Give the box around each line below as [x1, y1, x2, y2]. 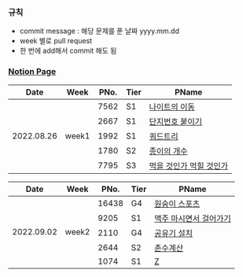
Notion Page [8, 66, 57, 77]
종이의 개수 [149, 146, 188, 157]
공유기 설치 [154, 227, 193, 238]
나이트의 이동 [149, 101, 195, 112]
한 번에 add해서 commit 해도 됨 [19, 46, 117, 56]
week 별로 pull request [19, 36, 93, 46]
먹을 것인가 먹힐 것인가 [149, 160, 228, 171]
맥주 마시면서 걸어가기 [154, 212, 231, 223]
